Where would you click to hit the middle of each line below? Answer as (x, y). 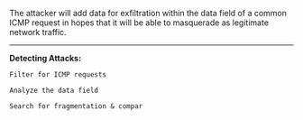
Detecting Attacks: (46, 58)
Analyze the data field (54, 90)
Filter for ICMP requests (58, 75)
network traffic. (38, 32)
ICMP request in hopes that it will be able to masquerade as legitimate (139, 23)
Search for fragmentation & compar (76, 106)
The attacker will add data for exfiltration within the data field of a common (148, 13)
